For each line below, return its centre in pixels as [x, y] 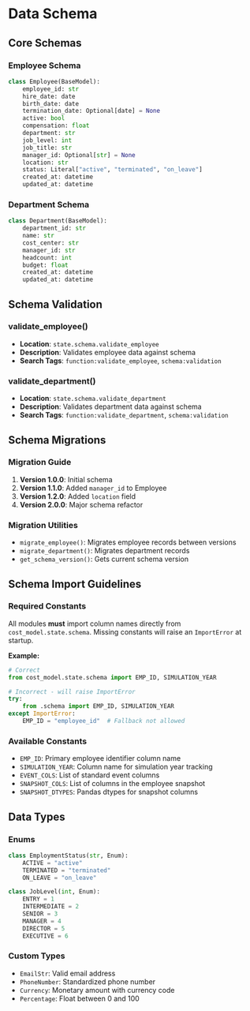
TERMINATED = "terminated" [67, 870]
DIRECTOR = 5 [44, 928]
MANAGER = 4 [42, 921]
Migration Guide [40, 462]
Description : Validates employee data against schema [107, 352]
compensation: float [56, 126]
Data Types [37, 816]
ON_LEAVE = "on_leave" [60, 878]
